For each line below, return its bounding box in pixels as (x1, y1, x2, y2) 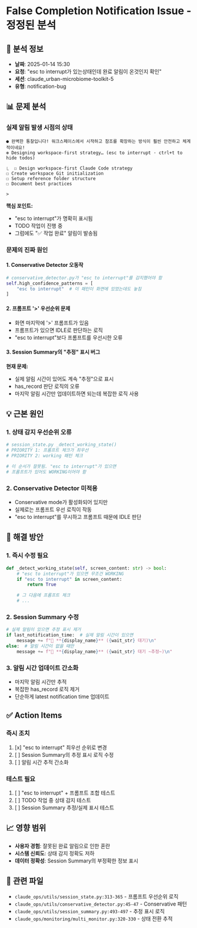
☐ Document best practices (6, 181, 72, 187)
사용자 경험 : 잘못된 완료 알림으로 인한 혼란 (14, 842, 111, 849)
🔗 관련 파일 (6, 876, 44, 886)
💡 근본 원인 (6, 409, 44, 419)
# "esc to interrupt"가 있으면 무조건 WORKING (16, 571, 124, 577)
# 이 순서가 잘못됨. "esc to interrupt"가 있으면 (6, 463, 116, 470)
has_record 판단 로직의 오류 (14, 383, 80, 390)
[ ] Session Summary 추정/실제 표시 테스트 (14, 804, 115, 811)
